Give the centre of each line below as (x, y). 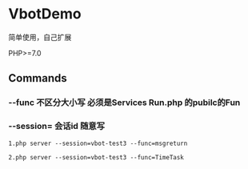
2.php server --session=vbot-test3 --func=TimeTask (96, 157)
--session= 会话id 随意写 (57, 127)
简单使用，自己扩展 (40, 37)
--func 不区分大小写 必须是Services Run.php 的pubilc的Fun (124, 103)
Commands (38, 78)
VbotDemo (45, 14)
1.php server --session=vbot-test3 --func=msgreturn (98, 143)
